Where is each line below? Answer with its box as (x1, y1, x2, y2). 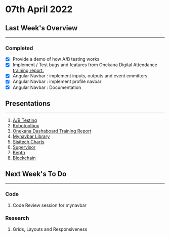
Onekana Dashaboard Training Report (12, 128, 92, 134)
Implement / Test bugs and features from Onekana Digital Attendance (12, 62, 158, 68)
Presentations (5, 100, 51, 108)
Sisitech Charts (12, 139, 45, 145)
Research (5, 215, 29, 222)
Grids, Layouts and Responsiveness (12, 226, 88, 232)
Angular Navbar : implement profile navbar (12, 78, 102, 84)
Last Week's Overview (5, 24, 78, 32)
